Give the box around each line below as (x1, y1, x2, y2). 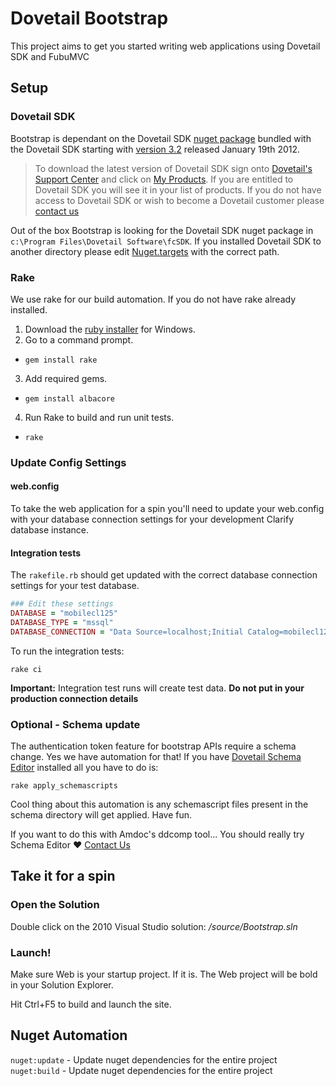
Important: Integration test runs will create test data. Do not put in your (10, 682, 305, 694)
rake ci (10, 664, 43, 674)
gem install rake (24, 355, 98, 365)
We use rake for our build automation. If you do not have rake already (10, 293, 297, 305)
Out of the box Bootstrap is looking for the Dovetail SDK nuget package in (10, 224, 314, 236)
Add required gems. (24, 372, 108, 384)
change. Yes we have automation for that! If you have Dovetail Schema (10, 751, 302, 763)
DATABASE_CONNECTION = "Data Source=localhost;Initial (10, 627, 244, 637)
